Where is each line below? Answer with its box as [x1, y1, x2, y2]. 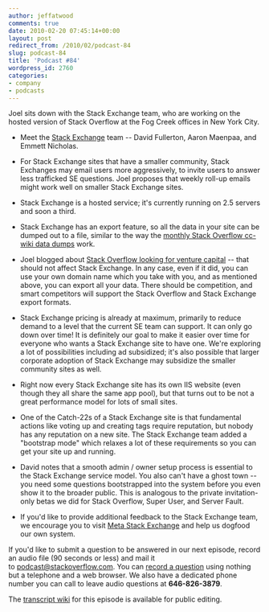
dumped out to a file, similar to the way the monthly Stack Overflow [19, 231, 243, 240]
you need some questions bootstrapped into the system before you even [19, 479, 261, 489]
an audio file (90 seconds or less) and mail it [8, 553, 155, 563]
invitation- [224, 488, 259, 498]
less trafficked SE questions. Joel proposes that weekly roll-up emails [19, 174, 251, 183]
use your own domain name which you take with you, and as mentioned [19, 272, 258, 281]
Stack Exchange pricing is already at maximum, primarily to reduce [19, 313, 242, 322]
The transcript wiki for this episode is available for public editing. [8, 594, 222, 604]
